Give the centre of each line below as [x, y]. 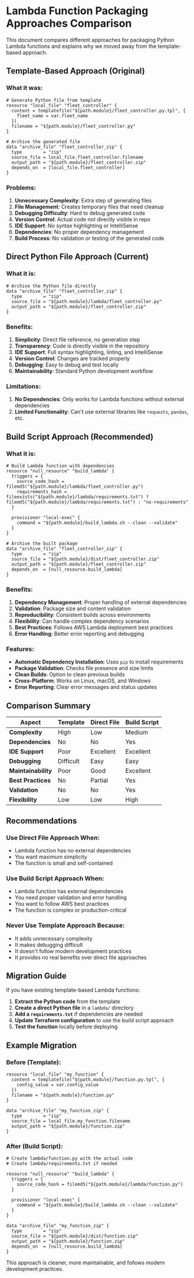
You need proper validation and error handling [70, 897]
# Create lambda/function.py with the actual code [70, 1158]
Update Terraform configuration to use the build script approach [94, 1021]
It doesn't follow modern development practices [73, 951]
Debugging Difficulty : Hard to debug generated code [80, 213]
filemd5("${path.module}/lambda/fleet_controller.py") [75, 487]
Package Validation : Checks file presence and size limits [84, 668]
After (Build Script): [34, 1146]
